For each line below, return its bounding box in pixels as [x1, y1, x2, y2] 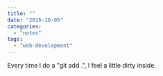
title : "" [7, 10, 36, 17]
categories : [7, 23, 42, 30]
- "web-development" [13, 42, 73, 49]
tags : [7, 36, 23, 43]
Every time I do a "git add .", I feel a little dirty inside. [7, 61, 156, 69]
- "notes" [13, 29, 42, 37]
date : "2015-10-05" [7, 17, 64, 23]
